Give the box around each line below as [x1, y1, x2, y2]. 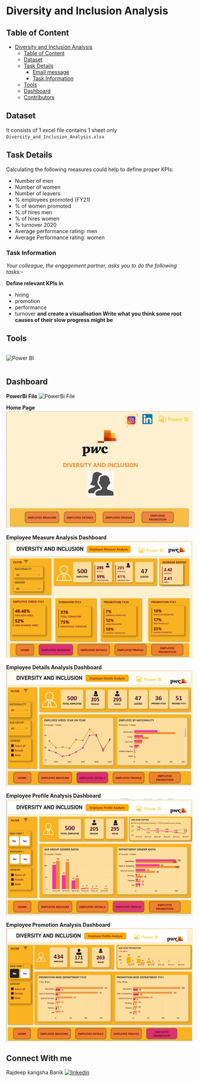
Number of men [14, 177, 54, 184]
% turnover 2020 [14, 221, 57, 228]
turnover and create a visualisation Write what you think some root [14, 310, 182, 317]
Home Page [6, 404, 36, 411]
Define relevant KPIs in [6, 279, 64, 286]
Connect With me [6, 1053, 72, 1063]
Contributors [23, 94, 55, 101]
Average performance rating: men [14, 227, 98, 234]
